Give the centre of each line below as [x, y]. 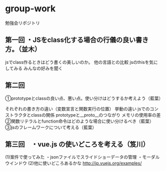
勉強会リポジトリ [23, 23]
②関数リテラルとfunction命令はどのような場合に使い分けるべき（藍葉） [80, 121]
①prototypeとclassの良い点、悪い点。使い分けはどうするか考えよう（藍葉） [84, 98]
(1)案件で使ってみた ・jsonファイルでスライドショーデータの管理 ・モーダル [83, 157]
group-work [30, 9]
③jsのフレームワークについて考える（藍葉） [51, 127]
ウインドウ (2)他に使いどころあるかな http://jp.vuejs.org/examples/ [74, 163]
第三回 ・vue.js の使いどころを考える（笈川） [77, 144]
